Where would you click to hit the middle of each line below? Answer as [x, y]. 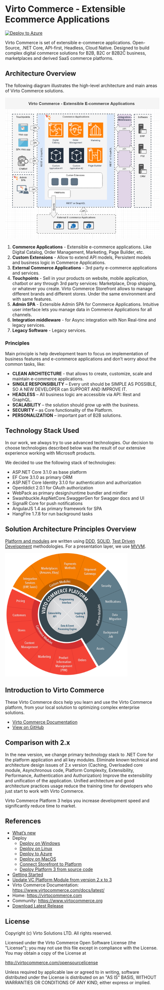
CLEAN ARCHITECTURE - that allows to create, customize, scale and [82, 374]
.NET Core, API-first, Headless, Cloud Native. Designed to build [86, 48]
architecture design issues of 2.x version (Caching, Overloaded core [74, 765]
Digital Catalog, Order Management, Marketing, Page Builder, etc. [78, 252]
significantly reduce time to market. [41, 805]
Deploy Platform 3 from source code [56, 869]
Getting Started [27, 875]
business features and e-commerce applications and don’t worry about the [81, 359]
